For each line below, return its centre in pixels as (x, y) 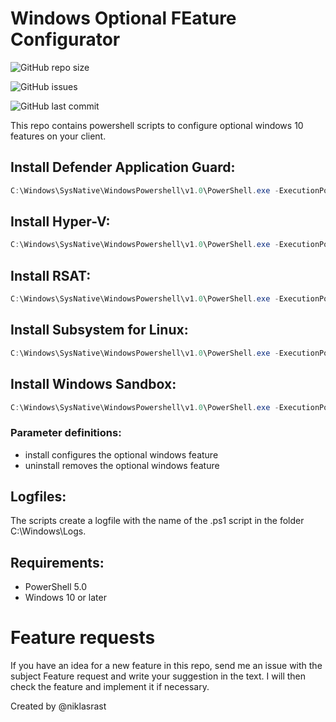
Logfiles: (38, 497)
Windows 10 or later (65, 598)
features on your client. (58, 136)
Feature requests (83, 638)
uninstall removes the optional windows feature (122, 465)
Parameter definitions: (66, 433)
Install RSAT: (51, 275)
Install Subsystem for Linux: (99, 330)
